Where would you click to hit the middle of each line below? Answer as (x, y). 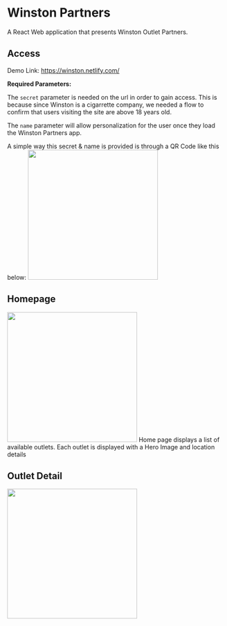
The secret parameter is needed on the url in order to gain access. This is (112, 97)
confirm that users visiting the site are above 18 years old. (89, 111)
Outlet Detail (35, 476)
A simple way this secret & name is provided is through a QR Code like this (113, 146)
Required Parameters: (39, 84)
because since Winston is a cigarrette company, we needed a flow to (106, 105)
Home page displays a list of (179, 439)
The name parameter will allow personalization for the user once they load (111, 125)
